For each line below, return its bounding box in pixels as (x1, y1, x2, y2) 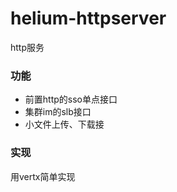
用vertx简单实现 (10, 170, 76, 182)
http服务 (10, 41, 45, 53)
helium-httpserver (10, 7, 167, 30)
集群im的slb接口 (24, 106, 92, 118)
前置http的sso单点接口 (24, 93, 118, 106)
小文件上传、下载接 (24, 118, 105, 131)
